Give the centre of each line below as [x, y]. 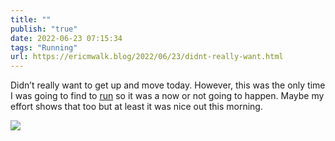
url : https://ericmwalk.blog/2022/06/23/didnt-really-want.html [147, 57]
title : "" [31, 19]
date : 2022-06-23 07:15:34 [66, 38]
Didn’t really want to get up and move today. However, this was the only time [168, 85]
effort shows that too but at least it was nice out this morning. [136, 107]
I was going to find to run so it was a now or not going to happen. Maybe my [167, 96]
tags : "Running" [44, 47]
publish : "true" [44, 29]
